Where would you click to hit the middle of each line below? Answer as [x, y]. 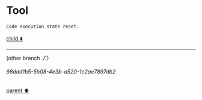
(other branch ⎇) [28, 58]
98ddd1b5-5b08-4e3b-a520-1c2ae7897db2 [61, 72]
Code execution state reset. [43, 27]
